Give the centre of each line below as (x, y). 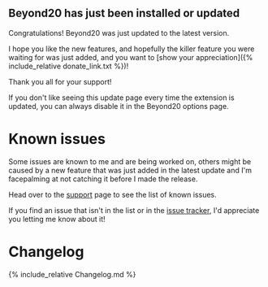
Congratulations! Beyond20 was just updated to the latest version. (119, 33)
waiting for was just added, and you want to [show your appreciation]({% (131, 57)
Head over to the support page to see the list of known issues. (112, 194)
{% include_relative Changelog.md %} (72, 274)
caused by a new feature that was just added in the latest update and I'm (130, 170)
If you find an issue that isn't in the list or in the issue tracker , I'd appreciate (134, 210)
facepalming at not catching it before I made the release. (103, 179)
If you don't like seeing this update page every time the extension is (121, 98)
